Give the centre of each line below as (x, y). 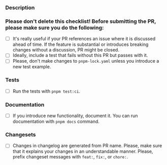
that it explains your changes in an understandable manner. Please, (83, 151)
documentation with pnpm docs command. (56, 122)
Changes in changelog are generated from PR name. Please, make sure (87, 146)
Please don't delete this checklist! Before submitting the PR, (81, 21)
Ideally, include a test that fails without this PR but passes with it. (80, 56)
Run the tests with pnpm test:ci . (46, 91)
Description (20, 8)
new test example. (32, 67)
